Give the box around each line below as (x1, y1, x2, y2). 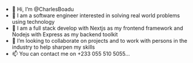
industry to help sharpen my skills (11, 43, 96, 51)
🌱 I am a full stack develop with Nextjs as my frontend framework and (11, 24, 183, 31)
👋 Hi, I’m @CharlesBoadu (11, 6, 74, 12)
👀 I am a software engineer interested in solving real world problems (11, 12, 180, 19)
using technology (11, 18, 55, 25)
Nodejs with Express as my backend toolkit (11, 31, 118, 38)
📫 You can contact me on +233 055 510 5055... (11, 51, 130, 57)
